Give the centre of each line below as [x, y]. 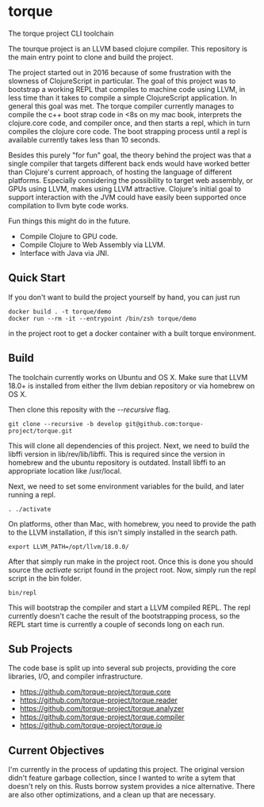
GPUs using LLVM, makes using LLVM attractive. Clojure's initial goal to [125, 188]
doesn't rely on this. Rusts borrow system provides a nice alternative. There [132, 786]
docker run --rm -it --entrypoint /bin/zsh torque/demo [102, 318]
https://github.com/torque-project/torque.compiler [102, 717]
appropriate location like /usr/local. [65, 470]
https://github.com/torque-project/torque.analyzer [102, 709]
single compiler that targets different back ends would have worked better [129, 163]
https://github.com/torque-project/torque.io [91, 725]
